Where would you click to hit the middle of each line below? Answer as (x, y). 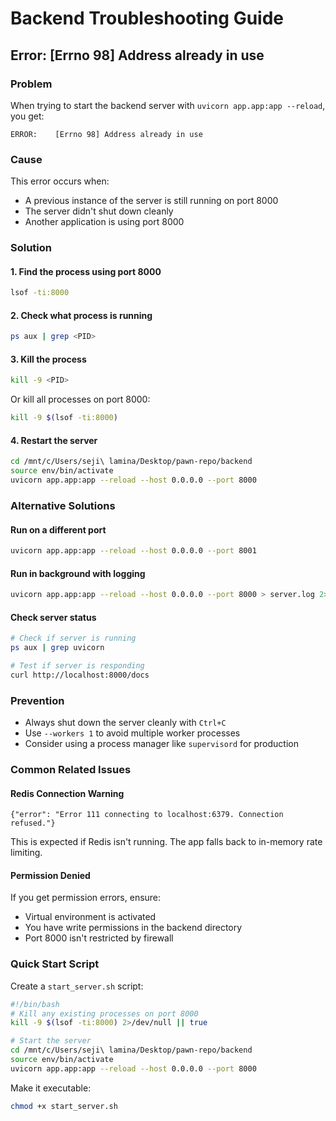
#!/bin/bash (35, 1004)
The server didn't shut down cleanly (99, 211)
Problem (31, 84)
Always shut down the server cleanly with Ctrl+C (125, 723)
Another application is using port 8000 (104, 222)
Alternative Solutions (63, 505)
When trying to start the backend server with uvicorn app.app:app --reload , (168, 105)
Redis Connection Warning (67, 793)
